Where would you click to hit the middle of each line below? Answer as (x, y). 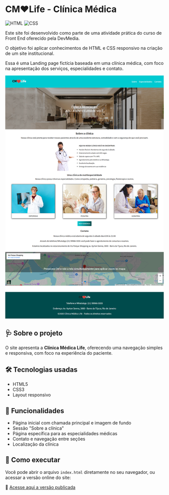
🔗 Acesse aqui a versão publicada (40, 487)
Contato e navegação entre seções (49, 439)
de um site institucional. (30, 53)
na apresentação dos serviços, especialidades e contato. (64, 68)
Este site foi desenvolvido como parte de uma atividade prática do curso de (83, 33)
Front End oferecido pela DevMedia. (43, 38)
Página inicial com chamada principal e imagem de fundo (72, 423)
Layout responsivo (32, 395)
